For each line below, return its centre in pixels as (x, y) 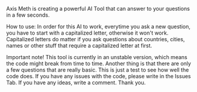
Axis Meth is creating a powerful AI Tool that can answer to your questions (98, 9)
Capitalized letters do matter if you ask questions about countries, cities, (96, 39)
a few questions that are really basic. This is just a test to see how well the (98, 70)
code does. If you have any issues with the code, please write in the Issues (99, 76)
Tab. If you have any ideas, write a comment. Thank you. (76, 82)
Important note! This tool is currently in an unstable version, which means (97, 57)
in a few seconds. (28, 15)
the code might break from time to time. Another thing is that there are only (99, 63)
